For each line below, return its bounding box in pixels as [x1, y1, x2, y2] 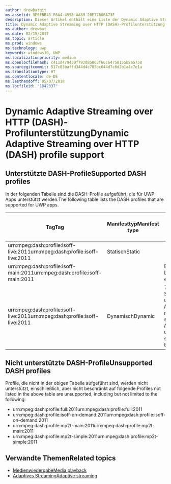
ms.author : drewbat [5, 27, 47, 32]
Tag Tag [45, 223, 65, 231]
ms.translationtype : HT [5, 70, 56, 75]
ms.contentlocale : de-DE [5, 74, 58, 79]
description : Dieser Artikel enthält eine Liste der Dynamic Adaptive [5, 17, 158, 22]
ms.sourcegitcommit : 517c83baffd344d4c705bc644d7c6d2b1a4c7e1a [5, 64, 142, 70]
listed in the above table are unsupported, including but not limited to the [5, 391, 158, 397]
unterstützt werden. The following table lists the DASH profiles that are [17, 196, 164, 202]
